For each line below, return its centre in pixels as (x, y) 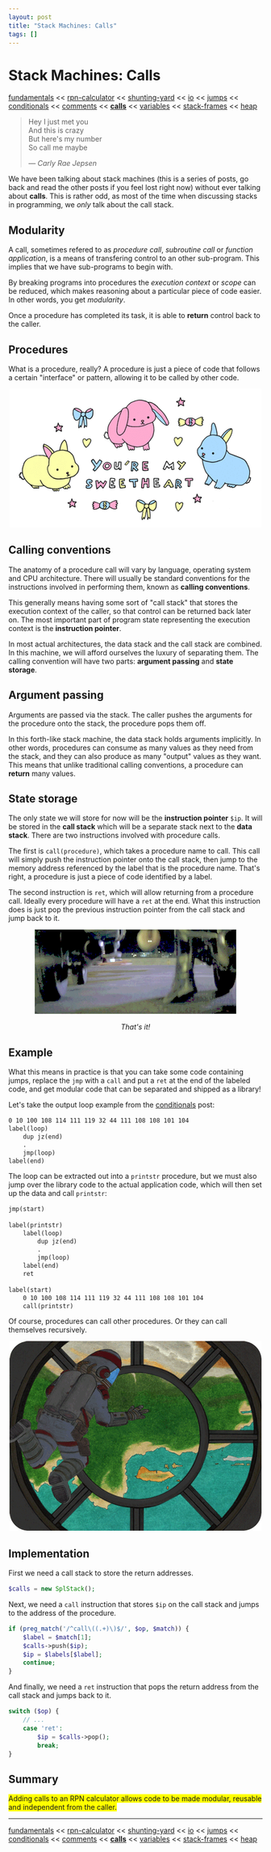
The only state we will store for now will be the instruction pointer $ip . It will (135, 818)
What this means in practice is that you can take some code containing (126, 1072)
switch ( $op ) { (34, 1711)
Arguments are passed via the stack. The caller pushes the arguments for (130, 714)
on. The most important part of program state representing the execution (129, 620)
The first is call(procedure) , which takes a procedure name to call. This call (134, 851)
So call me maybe (58, 148)
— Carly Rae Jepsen (63, 163)
